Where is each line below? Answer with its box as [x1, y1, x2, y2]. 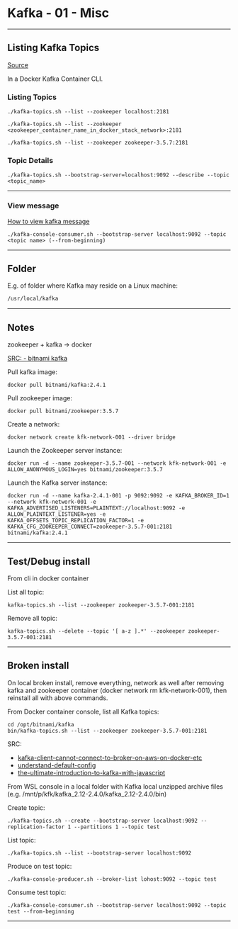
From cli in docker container [7, 574, 89, 582]
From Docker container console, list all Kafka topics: [7, 707, 159, 716]
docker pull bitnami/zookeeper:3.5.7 [7, 407, 119, 415]
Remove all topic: [7, 614, 58, 622]
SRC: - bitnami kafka [7, 354, 68, 363]
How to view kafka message [7, 217, 90, 225]
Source [7, 60, 28, 69]
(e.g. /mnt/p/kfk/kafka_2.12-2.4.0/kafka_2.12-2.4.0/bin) [7, 789, 167, 798]
